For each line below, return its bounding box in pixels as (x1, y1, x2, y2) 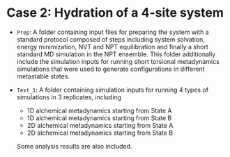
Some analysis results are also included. (16, 142, 132, 150)
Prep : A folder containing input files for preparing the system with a (16, 28, 210, 36)
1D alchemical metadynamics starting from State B (26, 113, 172, 122)
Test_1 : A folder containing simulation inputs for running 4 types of (16, 85, 209, 94)
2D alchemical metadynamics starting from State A (26, 121, 174, 129)
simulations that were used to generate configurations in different (16, 65, 205, 73)
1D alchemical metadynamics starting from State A (26, 106, 172, 115)
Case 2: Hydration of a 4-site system (6, 5, 224, 21)
